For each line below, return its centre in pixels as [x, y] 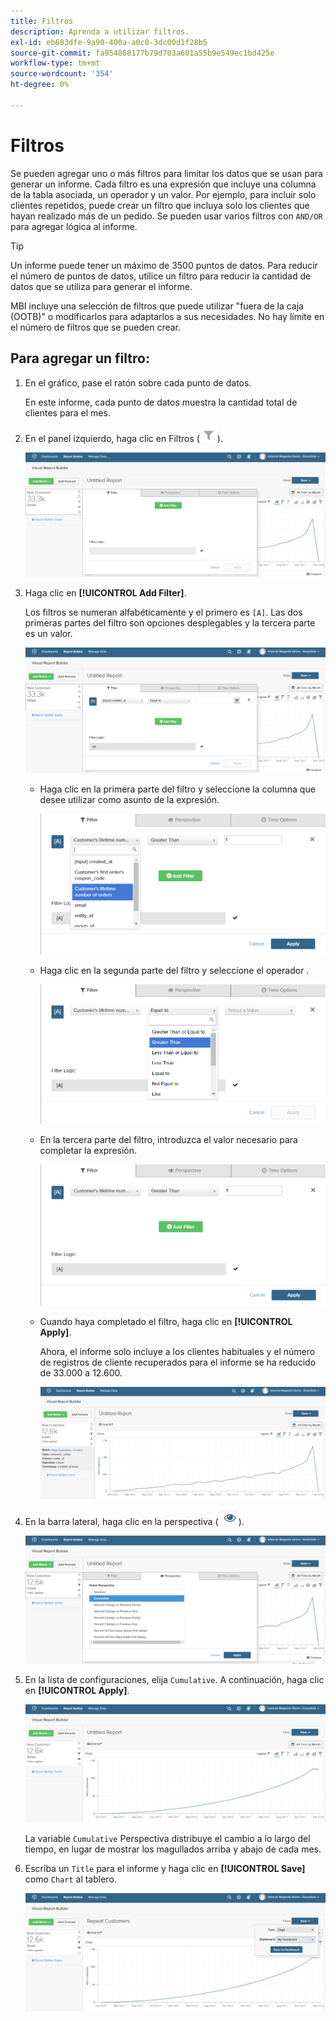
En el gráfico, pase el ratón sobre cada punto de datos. [138, 382]
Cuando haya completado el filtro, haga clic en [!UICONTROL [166, 1322]
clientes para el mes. [67, 412]
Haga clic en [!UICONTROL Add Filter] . [105, 593]
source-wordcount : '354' [62, 74]
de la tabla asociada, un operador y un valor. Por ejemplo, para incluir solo [163, 194]
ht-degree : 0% [40, 85]
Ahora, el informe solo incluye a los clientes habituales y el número [177, 1352]
